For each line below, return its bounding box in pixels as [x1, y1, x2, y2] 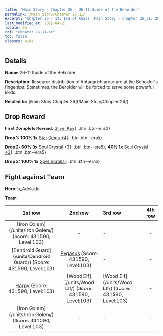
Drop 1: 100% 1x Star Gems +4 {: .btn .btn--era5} [5, 135, 102, 141]
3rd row [102, 209, 121, 216]
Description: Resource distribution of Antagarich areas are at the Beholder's [5, 79, 158, 85]
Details [5, 57, 27, 65]
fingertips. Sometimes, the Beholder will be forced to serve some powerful [5, 84, 154, 90]
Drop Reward [5, 112, 45, 121]
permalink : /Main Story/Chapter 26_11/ [5, 12, 86, 16]
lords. [5, 89, 16, 95]
